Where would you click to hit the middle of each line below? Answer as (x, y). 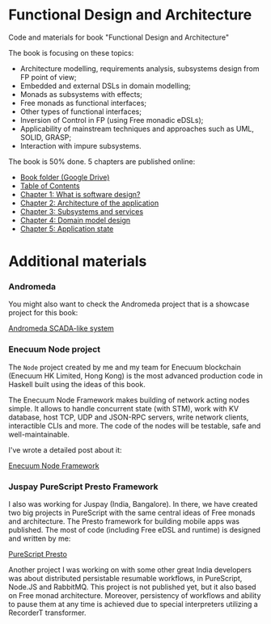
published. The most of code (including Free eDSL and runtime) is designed (135, 530)
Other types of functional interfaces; (80, 112)
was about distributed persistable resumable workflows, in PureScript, (125, 579)
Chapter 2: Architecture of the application (89, 203)
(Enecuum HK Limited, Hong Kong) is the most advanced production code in (135, 375)
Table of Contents (50, 186)
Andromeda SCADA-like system (61, 328)
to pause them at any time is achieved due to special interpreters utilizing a (133, 605)
